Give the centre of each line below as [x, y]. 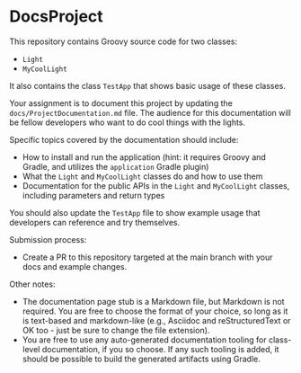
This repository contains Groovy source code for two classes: [124, 41]
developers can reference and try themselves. [95, 222]
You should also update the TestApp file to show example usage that [135, 212]
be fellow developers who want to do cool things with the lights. [127, 122]
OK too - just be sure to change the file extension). [116, 330]
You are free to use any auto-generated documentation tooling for [144, 340]
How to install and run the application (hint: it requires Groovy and [144, 157]
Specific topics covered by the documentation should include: [124, 139]
